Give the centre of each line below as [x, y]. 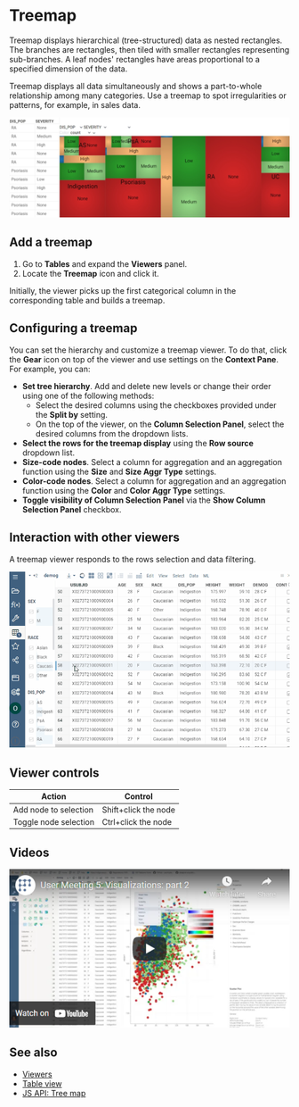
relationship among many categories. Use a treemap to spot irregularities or [148, 96]
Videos [29, 852]
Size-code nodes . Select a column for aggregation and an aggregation [152, 462]
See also [33, 1053]
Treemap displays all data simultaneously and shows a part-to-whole [136, 86]
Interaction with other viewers [95, 538]
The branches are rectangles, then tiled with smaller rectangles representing [149, 49]
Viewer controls [54, 773]
